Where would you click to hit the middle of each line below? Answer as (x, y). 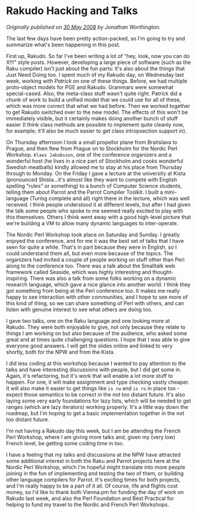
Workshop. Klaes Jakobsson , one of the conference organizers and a (89, 154)
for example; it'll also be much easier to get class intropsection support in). (96, 131)
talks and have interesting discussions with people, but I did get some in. (94, 369)
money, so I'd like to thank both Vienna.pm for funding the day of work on (95, 492)
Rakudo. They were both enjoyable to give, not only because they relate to (96, 327)
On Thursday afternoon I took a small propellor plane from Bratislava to (92, 142)
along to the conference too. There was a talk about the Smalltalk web (91, 266)
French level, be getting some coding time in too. (65, 443)
